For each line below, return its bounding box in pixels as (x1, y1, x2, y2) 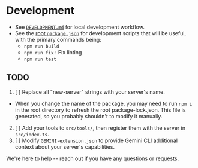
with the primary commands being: (14, 36, 102, 43)
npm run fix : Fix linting (23, 48, 82, 56)
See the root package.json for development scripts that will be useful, (14, 29, 187, 36)
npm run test (23, 56, 57, 62)
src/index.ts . (14, 130, 49, 138)
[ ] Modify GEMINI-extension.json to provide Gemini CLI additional (14, 137, 178, 144)
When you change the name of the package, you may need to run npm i (14, 100, 193, 107)
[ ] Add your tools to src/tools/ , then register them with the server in (14, 124, 186, 132)
